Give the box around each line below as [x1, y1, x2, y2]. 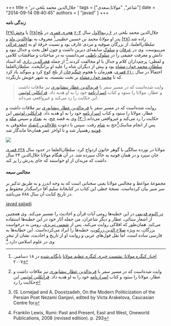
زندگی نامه [6, 20, 26, 25]
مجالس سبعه [6, 169, 30, 175]
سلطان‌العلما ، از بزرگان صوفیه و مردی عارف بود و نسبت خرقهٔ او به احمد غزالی [6, 41, 155, 47]
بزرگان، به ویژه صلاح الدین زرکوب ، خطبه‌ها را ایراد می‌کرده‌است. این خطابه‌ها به [6, 227, 155, 233]
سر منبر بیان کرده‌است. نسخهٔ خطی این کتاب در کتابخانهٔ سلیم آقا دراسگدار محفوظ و [6, 185, 165, 192]
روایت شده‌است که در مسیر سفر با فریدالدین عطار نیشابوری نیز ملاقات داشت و [6, 105, 157, 111]
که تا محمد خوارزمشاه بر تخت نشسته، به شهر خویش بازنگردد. [6, 74, 123, 80]
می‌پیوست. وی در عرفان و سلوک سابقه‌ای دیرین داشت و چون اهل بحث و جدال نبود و [6, 46, 165, 52]
